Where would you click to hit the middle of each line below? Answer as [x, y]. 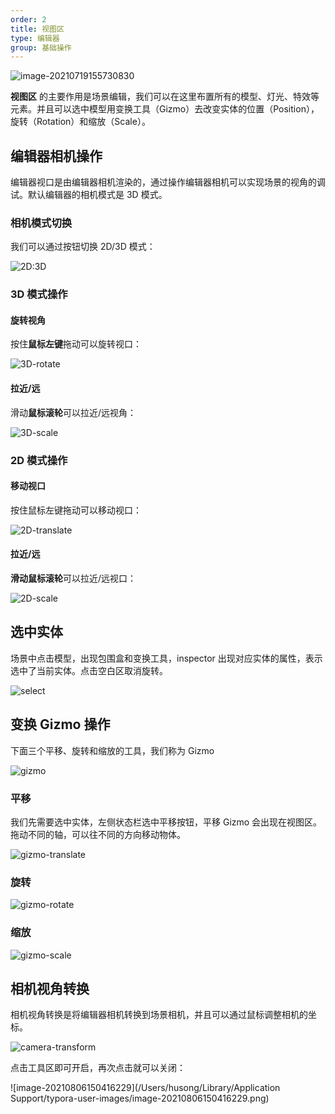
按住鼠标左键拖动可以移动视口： [76, 510]
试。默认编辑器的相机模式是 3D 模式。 [89, 195]
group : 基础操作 [41, 47]
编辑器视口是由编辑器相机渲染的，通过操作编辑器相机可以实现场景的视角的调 [168, 182]
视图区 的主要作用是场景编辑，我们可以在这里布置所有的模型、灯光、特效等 [165, 97]
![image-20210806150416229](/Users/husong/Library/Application [145, 1088]
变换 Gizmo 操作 [60, 724]
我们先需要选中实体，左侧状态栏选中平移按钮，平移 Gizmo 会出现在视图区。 [166, 822]
